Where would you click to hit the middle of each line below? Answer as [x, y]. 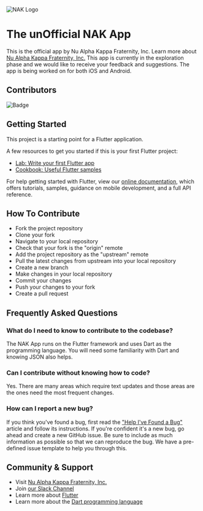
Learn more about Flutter [47, 495]
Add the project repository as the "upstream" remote [82, 254]
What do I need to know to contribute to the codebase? [90, 330]
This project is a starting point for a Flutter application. [75, 139]
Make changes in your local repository [63, 274]
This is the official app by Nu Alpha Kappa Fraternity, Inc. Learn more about [101, 51]
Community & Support [50, 468]
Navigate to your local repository [56, 241]
